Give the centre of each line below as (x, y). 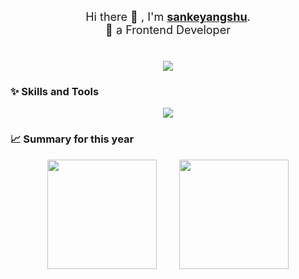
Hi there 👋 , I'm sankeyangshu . (168, 17)
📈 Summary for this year (72, 139)
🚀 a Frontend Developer (168, 30)
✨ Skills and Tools (55, 92)
